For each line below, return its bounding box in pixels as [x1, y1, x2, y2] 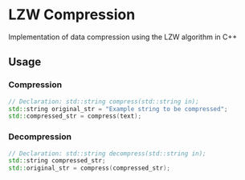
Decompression [8, 131, 72, 142]
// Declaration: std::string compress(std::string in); [8, 98, 199, 106]
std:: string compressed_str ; [8, 157, 106, 165]
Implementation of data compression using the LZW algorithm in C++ [8, 32, 238, 42]
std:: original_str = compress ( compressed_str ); [8, 164, 171, 173]
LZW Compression [8, 6, 136, 24]
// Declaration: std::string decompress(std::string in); [8, 150, 206, 158]
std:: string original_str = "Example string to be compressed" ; [8, 105, 228, 113]
